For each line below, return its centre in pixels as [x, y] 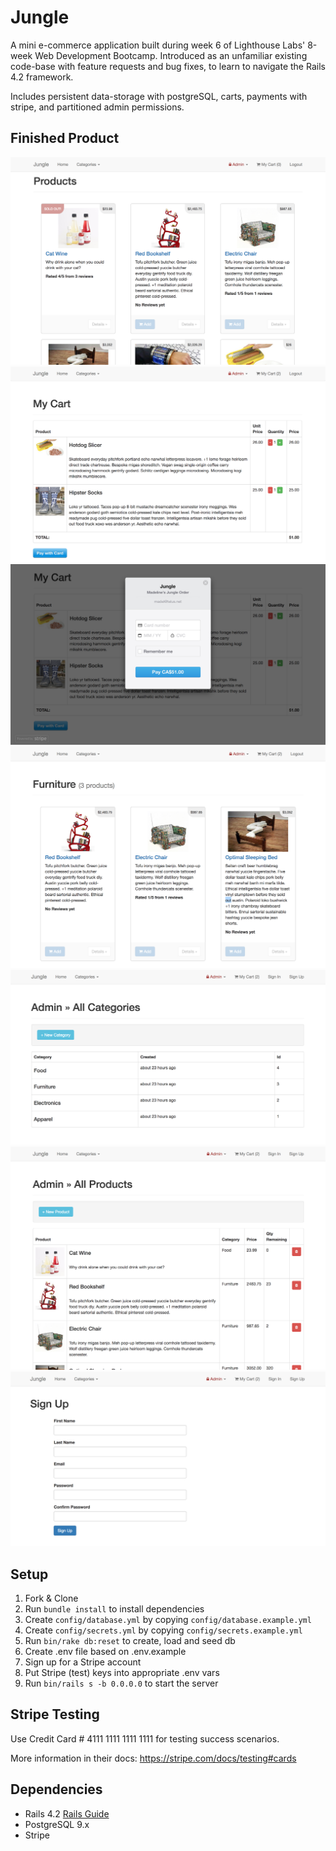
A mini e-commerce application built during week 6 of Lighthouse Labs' [158, 45]
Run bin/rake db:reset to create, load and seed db [130, 1641]
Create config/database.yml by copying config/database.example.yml [168, 1620]
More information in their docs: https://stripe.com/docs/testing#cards [153, 1758]
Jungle [40, 17]
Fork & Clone [51, 1598]
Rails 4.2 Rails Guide [67, 1813]
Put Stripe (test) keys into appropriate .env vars [122, 1673]
